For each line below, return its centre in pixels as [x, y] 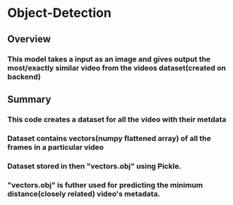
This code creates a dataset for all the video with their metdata [117, 119]
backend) [24, 77]
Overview [29, 39]
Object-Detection [59, 13]
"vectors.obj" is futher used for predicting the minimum [105, 185]
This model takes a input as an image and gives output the [109, 59]
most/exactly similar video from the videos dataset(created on [116, 68]
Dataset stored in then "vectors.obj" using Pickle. [95, 166]
